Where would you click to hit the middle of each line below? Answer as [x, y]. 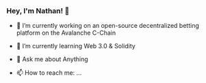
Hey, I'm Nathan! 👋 [38, 11]
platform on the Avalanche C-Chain [66, 33]
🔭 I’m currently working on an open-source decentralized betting [107, 26]
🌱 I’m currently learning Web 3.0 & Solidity [76, 46]
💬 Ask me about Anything [52, 59]
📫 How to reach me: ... [49, 73]
